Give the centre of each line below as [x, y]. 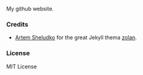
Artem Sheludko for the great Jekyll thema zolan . [76, 37]
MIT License [22, 67]
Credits [17, 24]
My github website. [30, 9]
